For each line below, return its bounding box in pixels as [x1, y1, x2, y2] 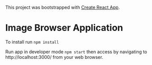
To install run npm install [5, 39, 59, 45]
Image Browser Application [5, 22, 123, 34]
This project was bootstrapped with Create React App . [5, 5, 120, 10]
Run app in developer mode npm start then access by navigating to [5, 48, 147, 55]
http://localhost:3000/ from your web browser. [5, 54, 103, 60]
